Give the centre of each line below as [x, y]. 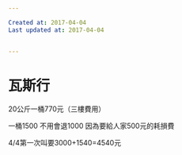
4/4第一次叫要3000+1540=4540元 [64, 143]
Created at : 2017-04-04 [47, 22]
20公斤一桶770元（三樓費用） [57, 109]
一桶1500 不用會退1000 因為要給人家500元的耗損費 [91, 126]
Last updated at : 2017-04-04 [56, 30]
